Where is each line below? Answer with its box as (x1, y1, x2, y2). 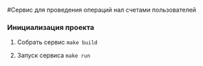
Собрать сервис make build (16, 38, 98, 46)
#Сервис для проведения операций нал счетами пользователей (7, 6, 197, 14)
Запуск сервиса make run (16, 51, 91, 60)
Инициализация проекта (7, 22, 95, 32)
